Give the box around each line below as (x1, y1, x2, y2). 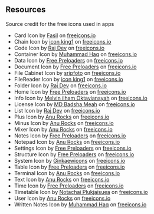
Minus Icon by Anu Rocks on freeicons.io (14, 119, 114, 126)
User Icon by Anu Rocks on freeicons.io (14, 195, 111, 202)
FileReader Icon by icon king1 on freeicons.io (14, 75, 123, 83)
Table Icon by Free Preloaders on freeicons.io (14, 163, 125, 170)
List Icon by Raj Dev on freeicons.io (14, 107, 100, 114)
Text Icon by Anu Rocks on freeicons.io (14, 176, 110, 183)
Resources (5, 5, 46, 15)
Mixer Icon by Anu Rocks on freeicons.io (14, 126, 113, 133)
